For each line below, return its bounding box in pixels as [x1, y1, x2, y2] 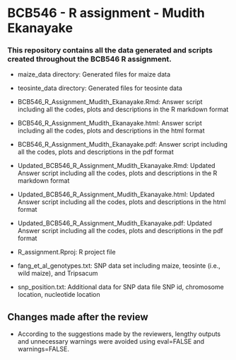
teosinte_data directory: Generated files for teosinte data [17, 84, 182, 93]
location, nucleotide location [17, 291, 100, 299]
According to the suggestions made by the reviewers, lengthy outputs [17, 330, 221, 338]
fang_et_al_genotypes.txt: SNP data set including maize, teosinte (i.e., [17, 261, 220, 270]
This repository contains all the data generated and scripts [7, 45, 213, 55]
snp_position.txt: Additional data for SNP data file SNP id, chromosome [17, 283, 224, 291]
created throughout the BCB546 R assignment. [7, 55, 172, 64]
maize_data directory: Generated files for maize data [17, 70, 171, 79]
